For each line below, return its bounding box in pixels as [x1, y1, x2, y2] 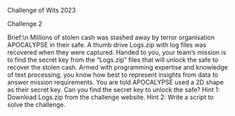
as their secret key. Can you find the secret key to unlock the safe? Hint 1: [7, 86, 220, 94]
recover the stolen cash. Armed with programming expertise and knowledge [7, 63, 229, 71]
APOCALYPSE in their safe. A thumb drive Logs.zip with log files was [7, 41, 207, 49]
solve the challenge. [7, 101, 66, 108]
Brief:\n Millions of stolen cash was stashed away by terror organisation [7, 33, 215, 41]
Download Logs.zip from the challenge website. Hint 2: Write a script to [7, 93, 214, 101]
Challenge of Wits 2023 [7, 6, 76, 14]
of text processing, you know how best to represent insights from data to [7, 70, 219, 79]
